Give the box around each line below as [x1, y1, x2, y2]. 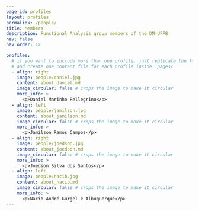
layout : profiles [6, 14, 49, 20]
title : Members [6, 25, 44, 31]
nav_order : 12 [6, 42, 41, 48]
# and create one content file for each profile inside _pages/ [11, 63, 174, 69]
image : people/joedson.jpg [17, 140, 84, 146]
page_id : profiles [6, 8, 52, 15]
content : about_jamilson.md [17, 113, 86, 119]
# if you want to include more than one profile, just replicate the [11, 57, 187, 64]
